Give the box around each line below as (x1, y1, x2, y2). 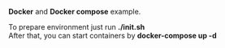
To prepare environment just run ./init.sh (8, 22, 145, 31)
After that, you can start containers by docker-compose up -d (8, 31, 217, 40)
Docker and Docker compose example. (8, 7, 141, 16)
